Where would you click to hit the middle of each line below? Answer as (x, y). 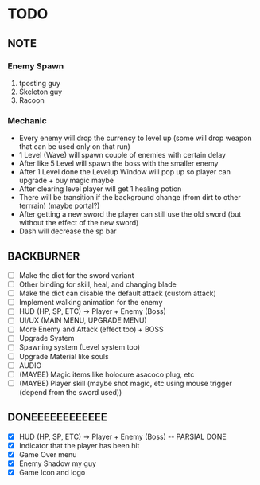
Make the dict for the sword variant (76, 275)
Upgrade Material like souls (64, 356)
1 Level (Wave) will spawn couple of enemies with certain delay (122, 155)
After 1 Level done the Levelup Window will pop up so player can (125, 172)
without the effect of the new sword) (79, 223)
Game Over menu (48, 454)
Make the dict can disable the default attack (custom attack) (117, 293)
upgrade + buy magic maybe (66, 181)
